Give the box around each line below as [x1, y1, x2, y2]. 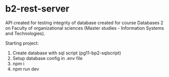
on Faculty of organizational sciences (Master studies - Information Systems [5, 25, 164, 31]
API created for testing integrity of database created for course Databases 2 [5, 20, 164, 26]
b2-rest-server [5, 3, 70, 15]
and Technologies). [5, 30, 45, 36]
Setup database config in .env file [12, 55, 83, 61]
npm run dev [12, 66, 39, 72]
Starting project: [5, 40, 39, 46]
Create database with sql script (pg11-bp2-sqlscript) [12, 50, 121, 56]
